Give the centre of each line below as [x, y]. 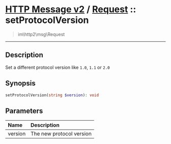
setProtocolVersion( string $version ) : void [52, 95]
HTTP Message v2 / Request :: [71, 9]
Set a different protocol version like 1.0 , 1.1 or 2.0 [58, 67]
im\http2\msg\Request [41, 34]
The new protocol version [61, 134]
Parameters [24, 111]
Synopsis [20, 83]
